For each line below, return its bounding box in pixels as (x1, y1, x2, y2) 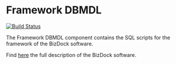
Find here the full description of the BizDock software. (6, 51, 136, 58)
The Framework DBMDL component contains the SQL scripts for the (6, 34, 171, 41)
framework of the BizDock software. (6, 40, 94, 47)
